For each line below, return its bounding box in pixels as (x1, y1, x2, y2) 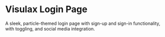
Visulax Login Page (5, 4, 88, 15)
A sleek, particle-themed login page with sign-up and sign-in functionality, (5, 20, 160, 26)
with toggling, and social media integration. (5, 25, 95, 31)
